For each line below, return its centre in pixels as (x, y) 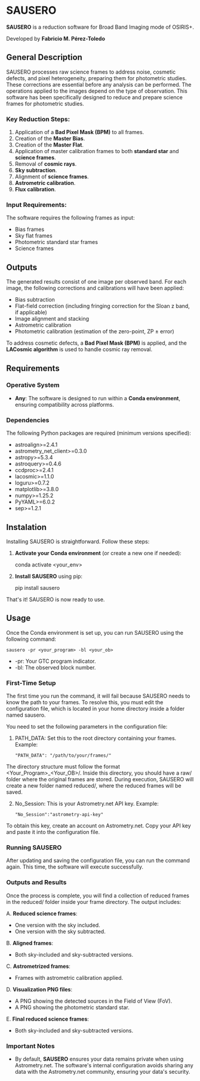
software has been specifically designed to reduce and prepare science (95, 97)
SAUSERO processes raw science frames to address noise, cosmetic (91, 72)
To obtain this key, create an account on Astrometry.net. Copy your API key (99, 826)
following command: (31, 639)
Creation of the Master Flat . (49, 145)
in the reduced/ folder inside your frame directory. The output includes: (94, 902)
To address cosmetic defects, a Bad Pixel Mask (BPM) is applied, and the (96, 343)
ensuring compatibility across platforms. (64, 404)
